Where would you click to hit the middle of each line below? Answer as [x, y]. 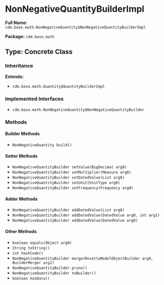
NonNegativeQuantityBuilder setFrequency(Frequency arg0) [73, 188]
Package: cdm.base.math [30, 36]
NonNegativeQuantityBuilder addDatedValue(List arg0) [68, 210]
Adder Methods [21, 199]
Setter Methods [21, 156]
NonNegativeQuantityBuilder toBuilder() [54, 273]
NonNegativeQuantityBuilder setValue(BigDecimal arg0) [69, 167]
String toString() [31, 248]
